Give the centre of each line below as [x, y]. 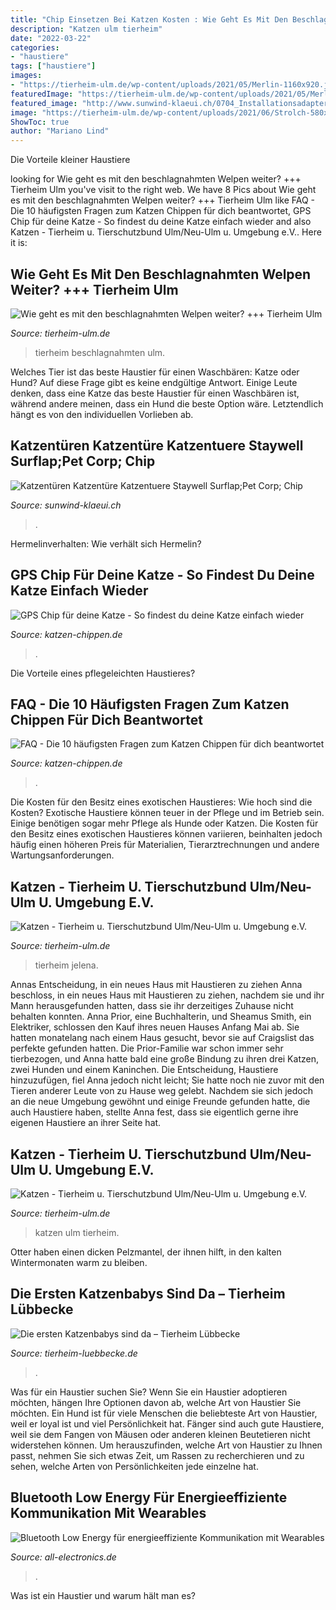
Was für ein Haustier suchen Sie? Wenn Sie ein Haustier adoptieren [149, 1392]
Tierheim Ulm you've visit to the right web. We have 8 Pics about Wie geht [163, 190]
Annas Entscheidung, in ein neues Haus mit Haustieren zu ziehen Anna [156, 985]
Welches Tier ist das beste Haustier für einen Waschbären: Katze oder [155, 372]
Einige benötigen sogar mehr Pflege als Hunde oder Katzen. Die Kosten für [164, 823]
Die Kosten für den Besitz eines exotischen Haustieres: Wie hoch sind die [161, 802]
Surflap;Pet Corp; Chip [83, 461]
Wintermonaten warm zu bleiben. [79, 1262]
